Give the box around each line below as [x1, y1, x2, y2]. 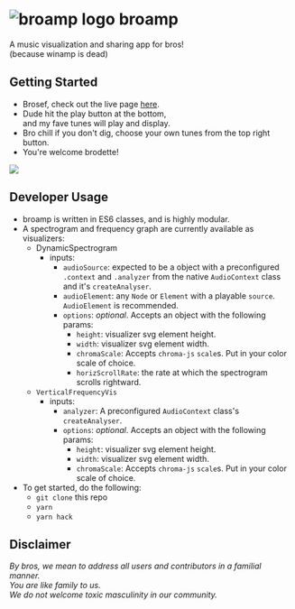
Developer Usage [9, 189, 108, 205]
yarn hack [35, 512, 74, 521]
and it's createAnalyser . [62, 281, 152, 291]
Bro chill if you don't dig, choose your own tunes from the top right [22, 127, 271, 138]
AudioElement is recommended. [62, 300, 179, 310]
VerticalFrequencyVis [35, 388, 117, 397]
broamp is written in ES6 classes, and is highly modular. [22, 213, 230, 225]
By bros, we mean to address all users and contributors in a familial [9, 560, 262, 572]
